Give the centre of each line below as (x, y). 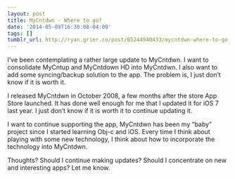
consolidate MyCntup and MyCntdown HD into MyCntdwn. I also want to (113, 67)
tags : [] (20, 33)
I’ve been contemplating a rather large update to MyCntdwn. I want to (108, 60)
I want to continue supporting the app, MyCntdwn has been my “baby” (110, 124)
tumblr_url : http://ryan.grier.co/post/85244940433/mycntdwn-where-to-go (118, 40)
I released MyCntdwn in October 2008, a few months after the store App (112, 96)
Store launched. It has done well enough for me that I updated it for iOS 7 (113, 103)
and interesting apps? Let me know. (59, 168)
